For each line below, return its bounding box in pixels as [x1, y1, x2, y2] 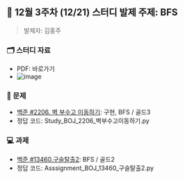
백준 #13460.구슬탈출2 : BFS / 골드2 [16, 155, 115, 163]
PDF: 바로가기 [16, 65, 55, 73]
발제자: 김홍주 [23, 26, 62, 35]
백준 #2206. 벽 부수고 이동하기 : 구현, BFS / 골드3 [16, 108, 151, 117]
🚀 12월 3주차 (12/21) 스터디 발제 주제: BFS [6, 6, 178, 19]
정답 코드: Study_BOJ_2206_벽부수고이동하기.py [16, 117, 150, 125]
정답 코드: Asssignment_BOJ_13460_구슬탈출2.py [16, 164, 154, 172]
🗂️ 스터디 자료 [6, 45, 51, 55]
